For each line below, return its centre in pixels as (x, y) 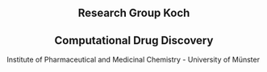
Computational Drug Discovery (134, 40)
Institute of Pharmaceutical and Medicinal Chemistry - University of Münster (133, 60)
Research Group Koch (134, 13)
